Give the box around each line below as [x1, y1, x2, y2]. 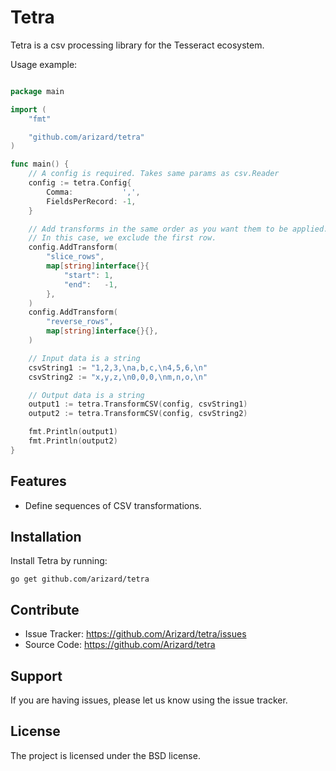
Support [10, 667, 63, 685]
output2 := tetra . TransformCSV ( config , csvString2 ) [28, 409, 248, 419]
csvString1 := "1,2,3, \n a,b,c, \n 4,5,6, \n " [28, 362, 208, 373]
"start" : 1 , [63, 270, 114, 280]
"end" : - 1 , [63, 279, 118, 290]
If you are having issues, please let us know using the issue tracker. [10, 694, 288, 706]
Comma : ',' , [46, 187, 141, 197]
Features [10, 473, 67, 490]
